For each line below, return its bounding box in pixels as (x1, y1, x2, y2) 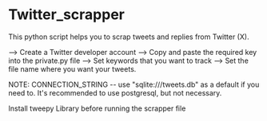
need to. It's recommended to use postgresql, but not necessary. (8, 88, 222, 97)
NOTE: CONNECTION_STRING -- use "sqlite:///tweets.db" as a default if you (8, 80, 260, 89)
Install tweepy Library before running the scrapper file (8, 103, 186, 113)
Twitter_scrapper (8, 6, 126, 24)
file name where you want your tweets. (8, 64, 137, 73)
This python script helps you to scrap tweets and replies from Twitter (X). (8, 32, 249, 41)
